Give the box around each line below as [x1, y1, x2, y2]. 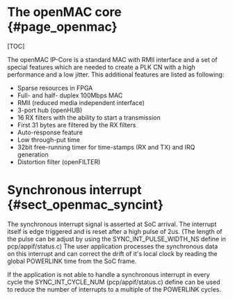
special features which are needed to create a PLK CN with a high [7, 63, 196, 71]
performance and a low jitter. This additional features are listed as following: [7, 70, 225, 79]
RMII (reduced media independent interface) [17, 98, 145, 106]
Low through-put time [17, 135, 80, 143]
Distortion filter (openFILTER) [17, 157, 101, 166]
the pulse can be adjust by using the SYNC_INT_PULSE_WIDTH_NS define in [7, 235, 226, 243]
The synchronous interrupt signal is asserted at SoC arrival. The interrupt [7, 220, 217, 228]
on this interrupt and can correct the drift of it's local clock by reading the [7, 249, 218, 258]
